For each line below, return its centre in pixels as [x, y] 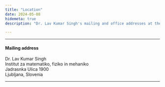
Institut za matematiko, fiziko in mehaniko [47, 64]
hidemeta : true [21, 19]
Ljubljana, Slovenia [24, 75]
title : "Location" [24, 10]
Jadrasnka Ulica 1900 [27, 69]
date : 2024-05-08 [23, 14]
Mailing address [22, 48]
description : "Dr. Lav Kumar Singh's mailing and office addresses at [79, 23]
